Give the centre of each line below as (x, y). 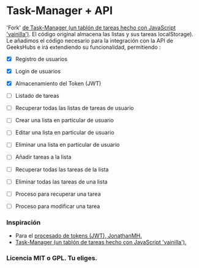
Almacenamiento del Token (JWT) (58, 84)
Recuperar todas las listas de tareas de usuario (74, 108)
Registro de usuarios (41, 59)
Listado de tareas (37, 96)
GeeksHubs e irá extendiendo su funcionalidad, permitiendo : (84, 47)
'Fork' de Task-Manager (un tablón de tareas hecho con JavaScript (91, 28)
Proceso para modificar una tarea (58, 206)
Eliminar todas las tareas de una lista (61, 182)
